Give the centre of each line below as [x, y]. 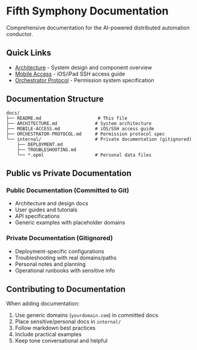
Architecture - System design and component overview [83, 67]
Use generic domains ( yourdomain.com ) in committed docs [86, 315]
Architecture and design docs [52, 204]
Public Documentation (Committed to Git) [68, 190]
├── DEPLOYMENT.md [40, 144]
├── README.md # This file [67, 118]
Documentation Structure [55, 99]
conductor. [20, 34]
